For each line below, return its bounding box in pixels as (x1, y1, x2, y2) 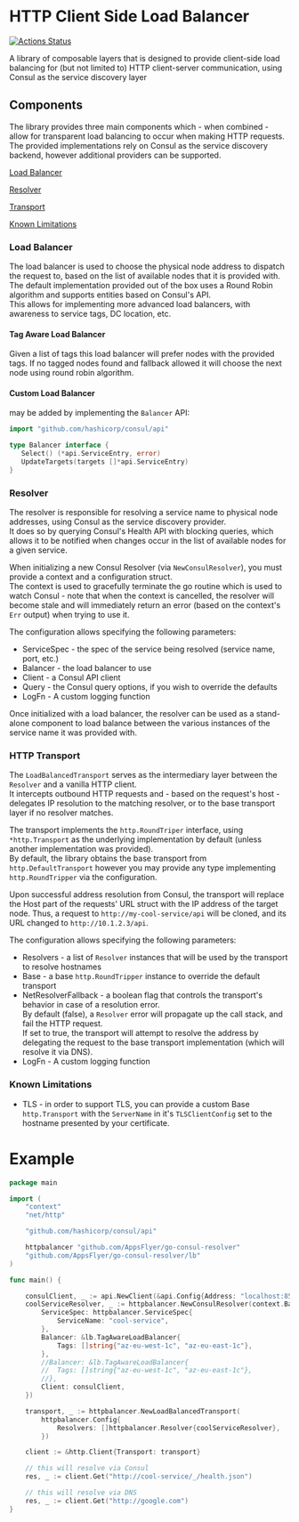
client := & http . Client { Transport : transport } (25, 1448, 201, 1457)
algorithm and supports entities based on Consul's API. (9, 289, 212, 300)
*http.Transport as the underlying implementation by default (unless (9, 834, 263, 845)
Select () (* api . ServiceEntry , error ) (20, 449, 162, 458)
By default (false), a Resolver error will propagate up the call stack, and (21, 1008, 283, 1020)
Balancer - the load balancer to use (21, 663, 152, 674)
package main (9, 1178, 58, 1187)
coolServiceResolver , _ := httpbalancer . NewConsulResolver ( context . (25, 1299, 285, 1309)
